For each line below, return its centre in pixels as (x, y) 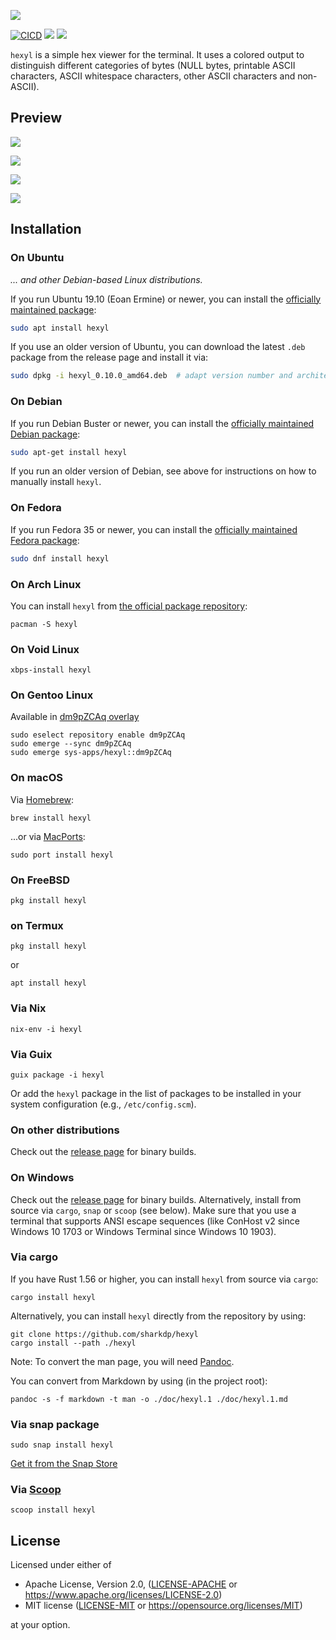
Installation (46, 229)
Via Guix (31, 1054)
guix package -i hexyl (57, 1075)
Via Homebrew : (42, 799)
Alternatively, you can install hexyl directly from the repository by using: (158, 1316)
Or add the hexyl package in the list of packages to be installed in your (156, 1093)
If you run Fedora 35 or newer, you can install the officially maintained (154, 529)
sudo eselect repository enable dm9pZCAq (98, 735)
